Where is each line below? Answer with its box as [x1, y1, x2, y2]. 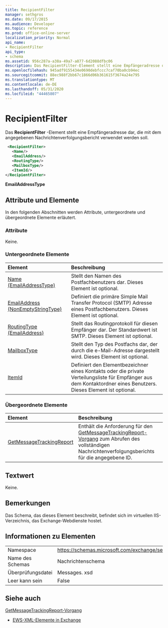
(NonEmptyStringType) [7, 305, 62, 312]
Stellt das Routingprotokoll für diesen [70, 320, 158, 327]
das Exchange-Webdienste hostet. [31, 517, 102, 524]
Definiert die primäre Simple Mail [70, 293, 148, 300]
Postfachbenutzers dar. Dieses [70, 279, 143, 286]
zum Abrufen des [99, 436, 140, 443]
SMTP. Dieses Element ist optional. [70, 332, 153, 339]
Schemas [7, 561, 30, 568]
